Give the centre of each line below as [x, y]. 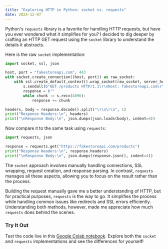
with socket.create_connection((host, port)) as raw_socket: [70, 77]
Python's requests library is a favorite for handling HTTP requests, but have [83, 28]
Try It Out [17, 225]
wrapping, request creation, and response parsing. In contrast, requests [79, 170]
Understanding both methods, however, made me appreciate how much [79, 207]
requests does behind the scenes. [40, 212]
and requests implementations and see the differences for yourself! [74, 241]
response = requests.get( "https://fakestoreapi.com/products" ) [72, 146]
